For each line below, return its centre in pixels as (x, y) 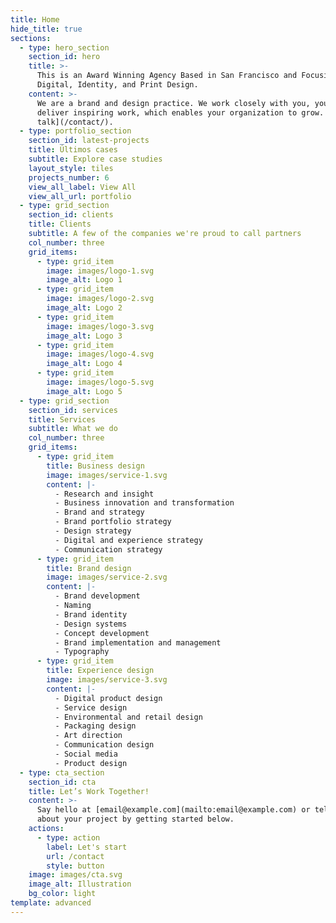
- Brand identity (91, 614)
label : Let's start (87, 847)
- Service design (91, 707)
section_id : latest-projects (89, 141)
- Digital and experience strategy (128, 540)
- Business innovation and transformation (144, 503)
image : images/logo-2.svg (100, 299)
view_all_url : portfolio (80, 196)
